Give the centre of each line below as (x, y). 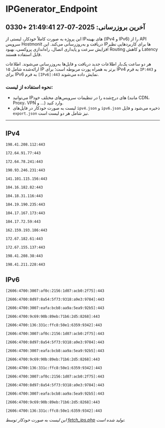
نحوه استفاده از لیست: (29, 87)
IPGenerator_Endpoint (52, 9)
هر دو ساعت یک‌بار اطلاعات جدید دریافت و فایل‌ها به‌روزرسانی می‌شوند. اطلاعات (78, 64)
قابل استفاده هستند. (24, 54)
